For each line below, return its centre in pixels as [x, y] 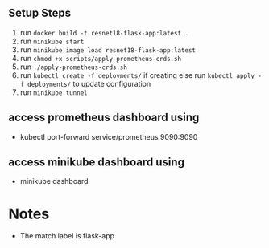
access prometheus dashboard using [104, 118]
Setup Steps [39, 13]
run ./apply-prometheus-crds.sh [73, 67]
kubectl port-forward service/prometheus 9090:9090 [109, 136]
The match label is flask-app [67, 236]
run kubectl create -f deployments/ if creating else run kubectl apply [137, 75]
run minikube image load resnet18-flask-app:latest [108, 49]
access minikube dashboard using [97, 163]
